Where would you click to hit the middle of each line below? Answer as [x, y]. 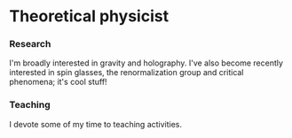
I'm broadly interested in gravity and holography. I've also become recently [146, 63]
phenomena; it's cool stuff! [59, 82]
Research [30, 44]
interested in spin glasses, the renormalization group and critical [126, 73]
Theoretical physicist [89, 16]
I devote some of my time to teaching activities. [96, 124]
